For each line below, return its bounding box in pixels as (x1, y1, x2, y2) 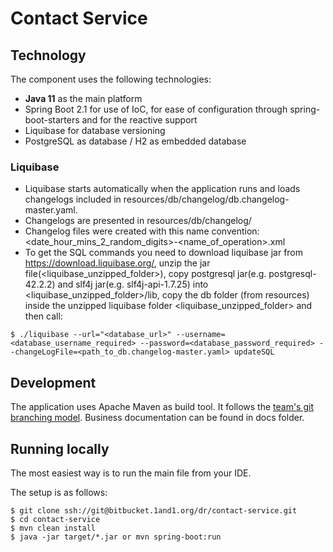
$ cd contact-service (10, 514, 101, 524)
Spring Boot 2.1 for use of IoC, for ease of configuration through (24, 103, 288, 115)
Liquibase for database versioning (24, 125, 166, 136)
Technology (10, 47, 87, 64)
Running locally (10, 440, 110, 457)
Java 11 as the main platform (24, 93, 143, 104)
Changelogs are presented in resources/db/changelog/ (24, 215, 252, 227)
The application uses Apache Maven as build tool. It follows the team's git (10, 401, 314, 413)
